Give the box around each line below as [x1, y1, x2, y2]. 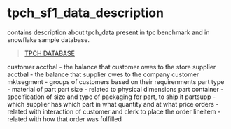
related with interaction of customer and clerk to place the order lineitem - [7, 107, 221, 116]
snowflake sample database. [7, 35, 90, 43]
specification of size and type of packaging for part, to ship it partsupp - [7, 93, 216, 101]
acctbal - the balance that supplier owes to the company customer [7, 70, 199, 79]
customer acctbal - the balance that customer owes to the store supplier [7, 62, 216, 71]
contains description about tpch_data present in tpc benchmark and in [7, 28, 210, 36]
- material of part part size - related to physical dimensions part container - [7, 85, 224, 93]
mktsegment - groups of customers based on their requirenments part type [7, 77, 225, 86]
